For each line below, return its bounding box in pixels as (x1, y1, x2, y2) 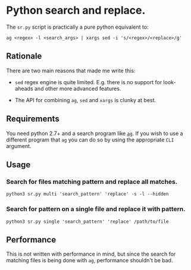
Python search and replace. (6, 4, 146, 17)
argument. (6, 142, 32, 149)
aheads (14, 85, 34, 92)
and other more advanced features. (34, 85, 121, 92)
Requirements (6, 114, 60, 124)
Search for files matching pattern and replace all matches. (6, 177, 178, 186)
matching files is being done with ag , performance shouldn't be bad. (6, 257, 173, 264)
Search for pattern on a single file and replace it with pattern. (6, 205, 186, 213)
